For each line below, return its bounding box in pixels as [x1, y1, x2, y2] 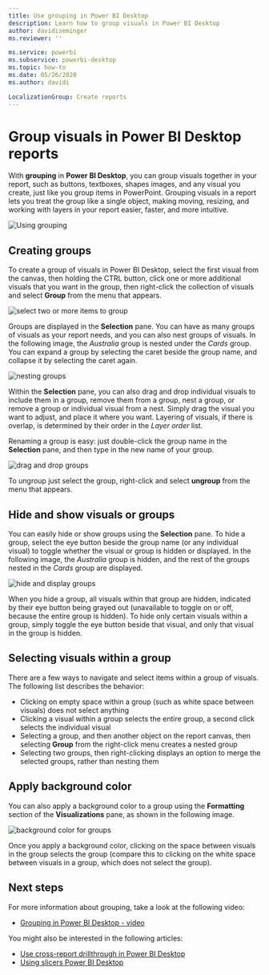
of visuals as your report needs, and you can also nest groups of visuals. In [8, 330, 256, 340]
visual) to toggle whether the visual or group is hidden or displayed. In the [8, 546, 251, 556]
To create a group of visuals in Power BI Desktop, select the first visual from [8, 265, 259, 275]
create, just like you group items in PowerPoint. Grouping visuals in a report [8, 188, 257, 197]
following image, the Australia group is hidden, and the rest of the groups [8, 555, 251, 564]
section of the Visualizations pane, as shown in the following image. [8, 809, 235, 819]
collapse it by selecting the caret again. [8, 356, 138, 366]
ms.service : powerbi [8, 49, 78, 57]
